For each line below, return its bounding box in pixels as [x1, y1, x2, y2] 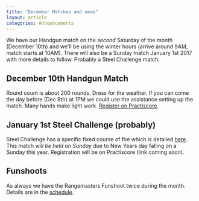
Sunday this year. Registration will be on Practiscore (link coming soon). [6, 148, 185, 156]
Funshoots [6, 166, 47, 176]
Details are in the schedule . [6, 188, 74, 196]
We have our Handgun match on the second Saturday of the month [6, 37, 173, 44]
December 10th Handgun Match [6, 73, 128, 83]
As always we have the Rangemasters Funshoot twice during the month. [6, 182, 186, 189]
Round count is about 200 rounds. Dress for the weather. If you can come [6, 89, 189, 97]
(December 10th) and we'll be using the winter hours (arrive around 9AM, [6, 43, 188, 50]
